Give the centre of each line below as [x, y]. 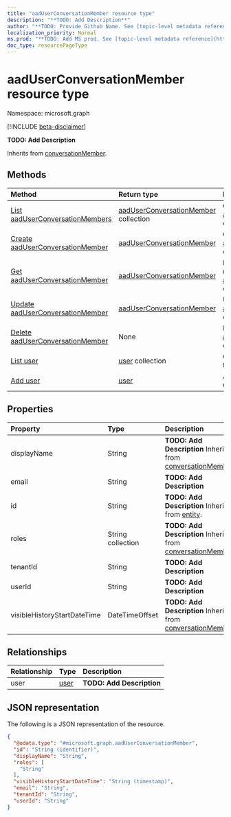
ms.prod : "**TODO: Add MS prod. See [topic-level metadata [93, 39]
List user [25, 361]
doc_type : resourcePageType [47, 45]
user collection [142, 361]
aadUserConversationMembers [61, 219]
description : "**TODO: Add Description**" [69, 20]
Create [22, 238]
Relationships [37, 652]
